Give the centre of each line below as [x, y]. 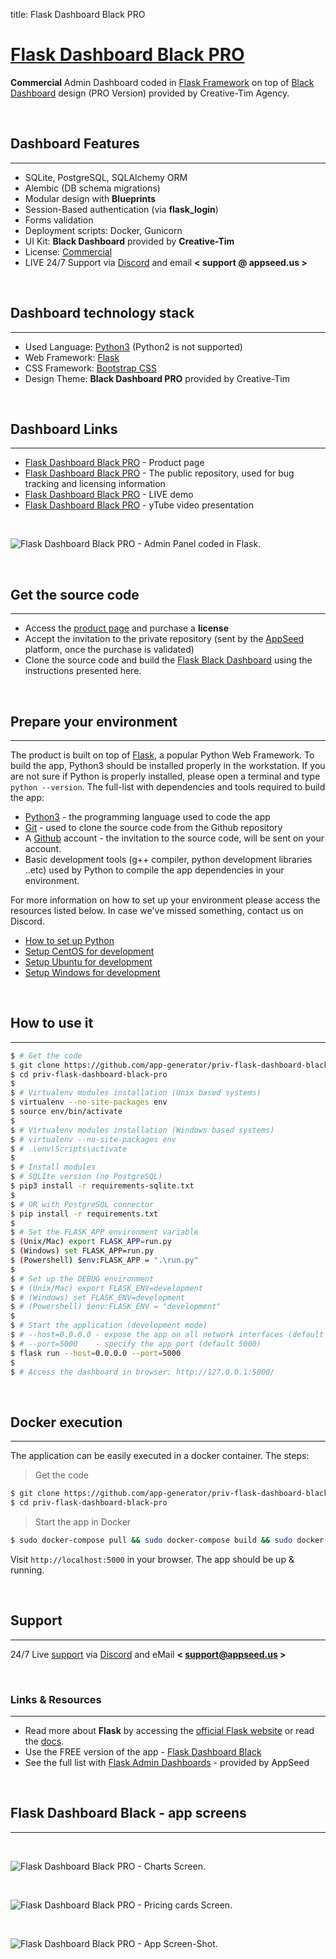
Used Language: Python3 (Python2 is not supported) [133, 346]
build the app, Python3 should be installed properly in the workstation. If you [168, 765]
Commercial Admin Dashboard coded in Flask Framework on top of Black [162, 82]
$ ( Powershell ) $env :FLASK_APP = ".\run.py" [104, 1260]
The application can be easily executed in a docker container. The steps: [160, 1456]
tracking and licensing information [95, 484]
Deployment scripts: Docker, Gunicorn [103, 230]
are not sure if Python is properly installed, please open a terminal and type [165, 776]
